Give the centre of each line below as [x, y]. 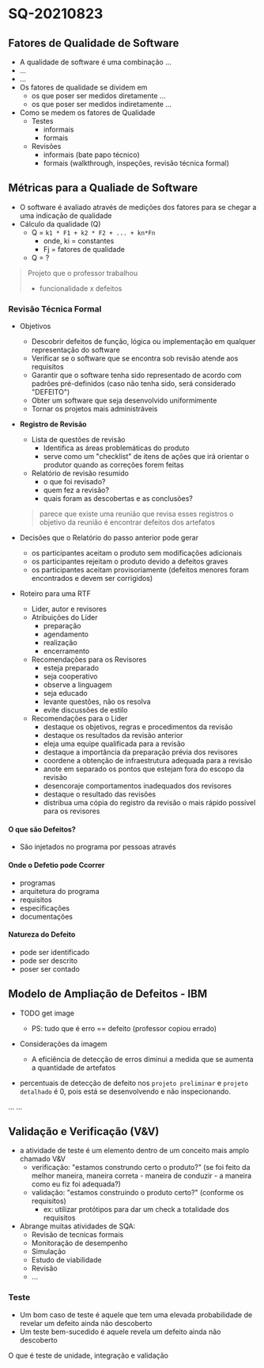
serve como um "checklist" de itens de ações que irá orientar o [146, 457]
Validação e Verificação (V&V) [84, 1131]
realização [60, 643]
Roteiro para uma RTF [55, 594]
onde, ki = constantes [79, 241]
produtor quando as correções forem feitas [113, 465]
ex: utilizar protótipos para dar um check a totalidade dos [136, 1209]
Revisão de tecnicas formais [77, 1235]
